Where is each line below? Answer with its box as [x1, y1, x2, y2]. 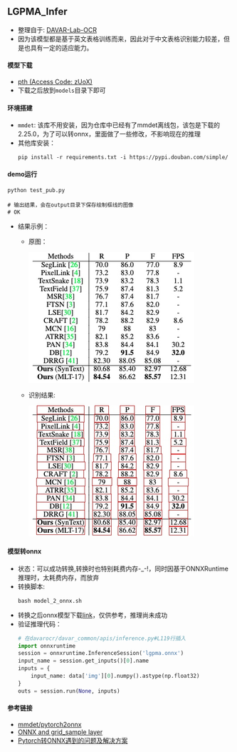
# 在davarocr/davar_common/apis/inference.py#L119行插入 [17, 635, 186, 642]
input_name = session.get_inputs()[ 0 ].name [17, 657, 149, 665]
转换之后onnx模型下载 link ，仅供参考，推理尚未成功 [17, 611, 168, 619]
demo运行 [7, 169, 38, 178]
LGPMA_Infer [7, 6, 68, 18]
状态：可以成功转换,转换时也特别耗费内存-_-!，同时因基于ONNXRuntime [17, 564, 229, 573]
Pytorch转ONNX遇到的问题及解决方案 [17, 736, 128, 745]
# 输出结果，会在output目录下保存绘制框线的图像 [7, 201, 134, 209]
